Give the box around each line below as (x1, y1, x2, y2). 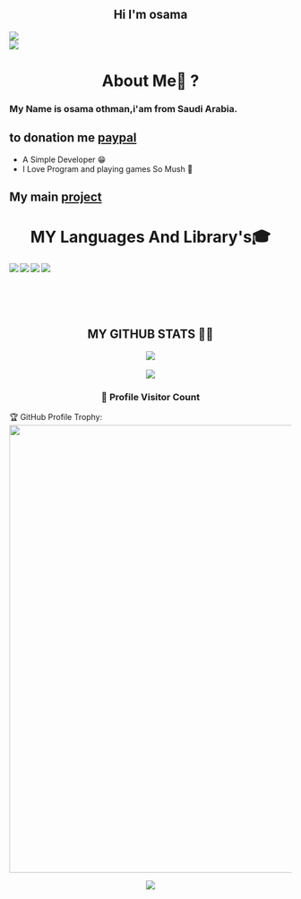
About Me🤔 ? (101, 71, 200, 90)
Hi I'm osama (113, 7, 188, 22)
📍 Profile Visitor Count (101, 390, 200, 403)
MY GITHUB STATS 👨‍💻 (87, 327, 214, 342)
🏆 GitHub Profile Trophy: (9, 412, 103, 423)
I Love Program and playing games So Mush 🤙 (21, 163, 193, 174)
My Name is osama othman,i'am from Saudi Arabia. (9, 102, 238, 115)
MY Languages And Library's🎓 (30, 227, 271, 247)
